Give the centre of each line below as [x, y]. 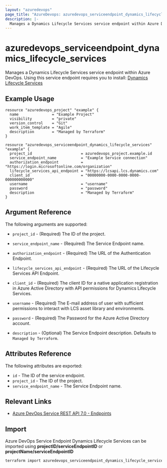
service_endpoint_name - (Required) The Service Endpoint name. [78, 243]
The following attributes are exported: [44, 366]
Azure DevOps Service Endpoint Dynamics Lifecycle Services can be [76, 441]
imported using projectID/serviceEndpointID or [54, 446]
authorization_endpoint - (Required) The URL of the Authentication [81, 253]
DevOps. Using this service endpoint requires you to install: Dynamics [77, 78]
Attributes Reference [38, 354]
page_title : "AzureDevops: [33, 14]
